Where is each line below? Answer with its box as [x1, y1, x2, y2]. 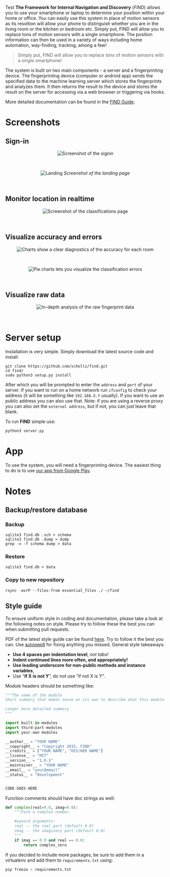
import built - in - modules [5, 720, 58, 726]
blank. [5, 409, 18, 415]
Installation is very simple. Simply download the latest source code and [5, 349, 154, 355]
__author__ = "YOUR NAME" [5, 739, 60, 744]
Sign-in [5, 137, 29, 146]
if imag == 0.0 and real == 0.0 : [14, 837, 85, 843]
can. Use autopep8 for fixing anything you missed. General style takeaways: [5, 641, 165, 647]
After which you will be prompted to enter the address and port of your [5, 382, 153, 388]
